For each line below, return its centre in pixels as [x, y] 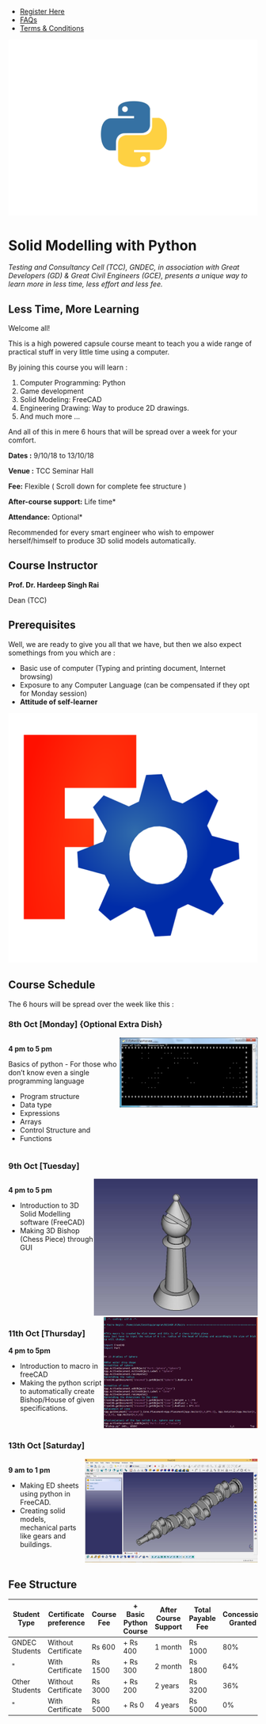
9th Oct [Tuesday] [44, 1166]
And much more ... [50, 416]
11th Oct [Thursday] [47, 1333]
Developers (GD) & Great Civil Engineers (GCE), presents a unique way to [128, 276]
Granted [243, 1622]
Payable [202, 1619]
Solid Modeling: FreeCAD [61, 400]
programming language [46, 1081]
